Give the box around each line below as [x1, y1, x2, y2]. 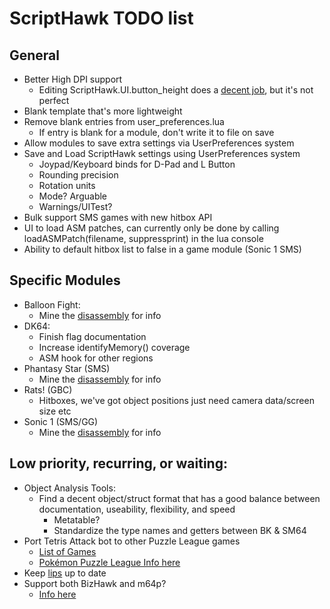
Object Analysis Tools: [23, 482, 116, 494]
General [9, 47, 61, 64]
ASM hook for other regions [38, 352, 154, 364]
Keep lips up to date [23, 567, 107, 579]
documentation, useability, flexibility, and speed [38, 503, 236, 515]
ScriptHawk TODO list [9, 7, 194, 30]
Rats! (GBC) [23, 383, 73, 396]
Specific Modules [9, 272, 121, 289]
